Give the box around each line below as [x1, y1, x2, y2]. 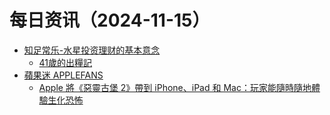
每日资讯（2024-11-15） [9, 9, 211, 32]
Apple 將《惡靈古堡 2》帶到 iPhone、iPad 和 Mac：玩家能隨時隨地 [38, 81, 312, 93]
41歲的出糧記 [38, 56, 93, 68]
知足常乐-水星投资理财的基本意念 [23, 44, 161, 56]
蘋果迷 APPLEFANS [23, 69, 104, 81]
